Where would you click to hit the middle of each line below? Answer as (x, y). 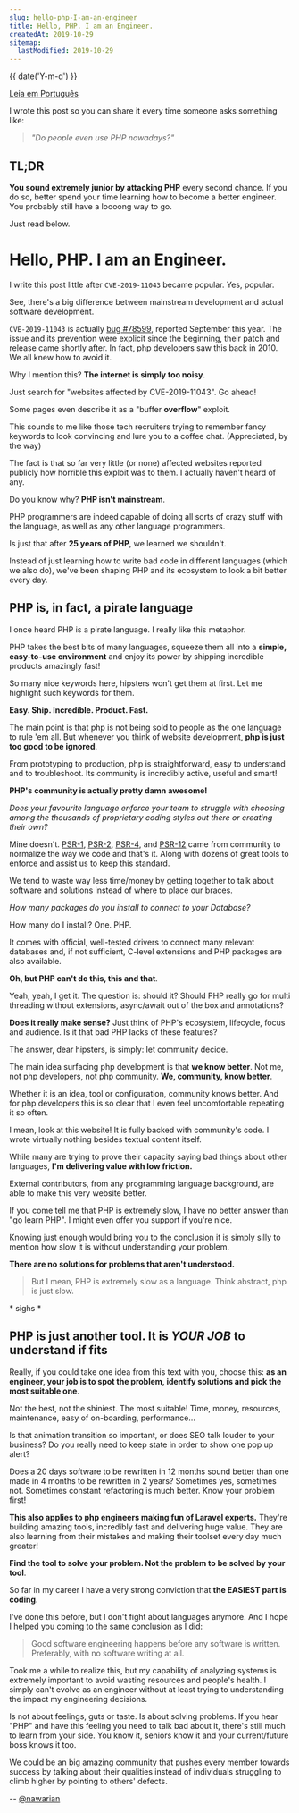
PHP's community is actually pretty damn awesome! (108, 790)
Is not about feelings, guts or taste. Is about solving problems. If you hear (144, 1716)
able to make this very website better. (78, 1193)
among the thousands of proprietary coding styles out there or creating (141, 817)
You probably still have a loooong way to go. (91, 206)
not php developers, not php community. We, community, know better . (141, 1076)
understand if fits (59, 1350)
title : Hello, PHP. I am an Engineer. (81, 26)
